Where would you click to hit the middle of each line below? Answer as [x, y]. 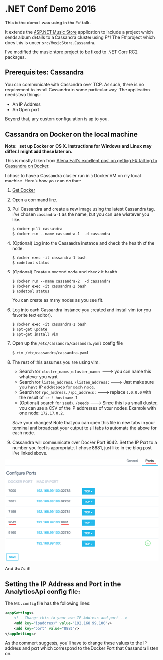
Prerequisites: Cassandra [45, 73]
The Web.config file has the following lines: [48, 603]
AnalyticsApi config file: [43, 591]
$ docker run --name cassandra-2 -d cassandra [61, 281]
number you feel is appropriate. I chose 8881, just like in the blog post [82, 447]
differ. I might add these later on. [39, 151]
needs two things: [23, 94]
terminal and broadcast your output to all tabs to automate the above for [84, 428]
